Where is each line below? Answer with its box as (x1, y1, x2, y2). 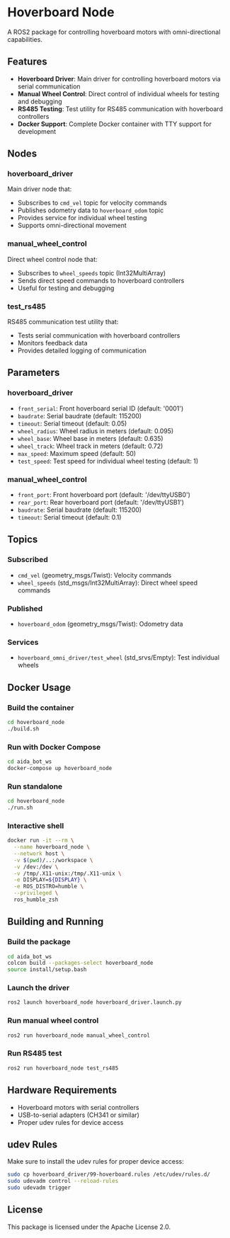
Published (7, 603, 43, 613)
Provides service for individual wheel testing (17, 214, 147, 222)
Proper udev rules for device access (17, 1118, 124, 1126)
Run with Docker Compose (7, 742, 101, 752)
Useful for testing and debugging (17, 284, 115, 292)
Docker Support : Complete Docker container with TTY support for (17, 120, 212, 128)
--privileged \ (13, 890, 59, 897)
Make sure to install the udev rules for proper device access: (7, 1157, 184, 1166)
